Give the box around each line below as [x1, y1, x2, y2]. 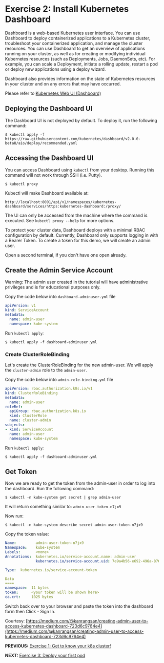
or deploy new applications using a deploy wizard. [5, 66, 106, 72]
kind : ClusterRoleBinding [5, 391, 58, 395]
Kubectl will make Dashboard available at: [5, 190, 89, 196]
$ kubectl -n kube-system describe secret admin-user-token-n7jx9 [5, 522, 143, 528]
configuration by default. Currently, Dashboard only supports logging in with [5, 232, 159, 238]
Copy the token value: [5, 531, 49, 537]
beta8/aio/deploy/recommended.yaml [5, 141, 78, 145]
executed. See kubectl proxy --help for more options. [5, 217, 115, 223]
